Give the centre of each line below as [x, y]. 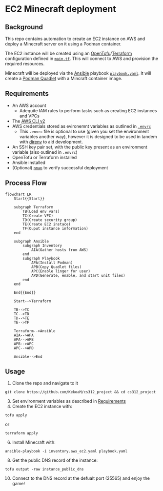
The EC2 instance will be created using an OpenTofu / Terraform [69, 53]
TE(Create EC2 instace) [47, 224]
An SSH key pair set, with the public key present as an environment [80, 147]
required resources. [25, 64]
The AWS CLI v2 [29, 121]
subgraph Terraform [34, 207]
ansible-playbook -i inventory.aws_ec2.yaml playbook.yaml [66, 451]
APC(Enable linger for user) [61, 271]
